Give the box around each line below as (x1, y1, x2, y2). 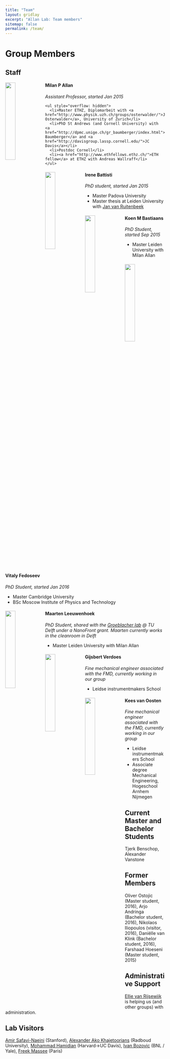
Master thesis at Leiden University (92, 198, 164, 204)
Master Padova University (92, 193, 147, 199)
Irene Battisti (85, 172, 113, 178)
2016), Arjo (124, 903, 148, 909)
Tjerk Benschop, (124, 845, 159, 851)
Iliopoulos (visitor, (124, 925, 162, 931)
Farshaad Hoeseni (124, 946, 163, 952)
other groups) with (124, 1004, 163, 1010)
